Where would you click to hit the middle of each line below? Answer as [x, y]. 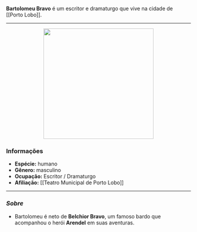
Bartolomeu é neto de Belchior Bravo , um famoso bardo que [88, 216]
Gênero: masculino [38, 170]
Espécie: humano [36, 164]
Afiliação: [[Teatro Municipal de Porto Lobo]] [69, 183]
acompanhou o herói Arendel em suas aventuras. [74, 223]
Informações [25, 151]
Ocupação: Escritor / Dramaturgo [55, 177]
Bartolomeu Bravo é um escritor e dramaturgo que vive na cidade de [89, 9]
